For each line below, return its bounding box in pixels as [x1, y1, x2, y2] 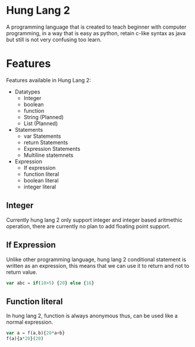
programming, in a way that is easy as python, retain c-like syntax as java [6, 29, 186, 36]
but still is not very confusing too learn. [6, 36, 102, 43]
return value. [6, 268, 37, 275]
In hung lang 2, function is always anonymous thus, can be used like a [6, 312, 178, 320]
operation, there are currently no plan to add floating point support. [6, 222, 171, 230]
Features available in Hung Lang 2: [6, 76, 91, 83]
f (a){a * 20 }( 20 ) [6, 336, 44, 342]
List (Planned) [23, 120, 58, 127]
